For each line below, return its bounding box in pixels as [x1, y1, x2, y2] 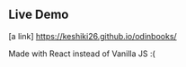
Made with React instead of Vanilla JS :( [8, 48, 156, 59]
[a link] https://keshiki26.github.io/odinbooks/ [8, 30, 177, 41]
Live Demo [8, 7, 69, 22]
